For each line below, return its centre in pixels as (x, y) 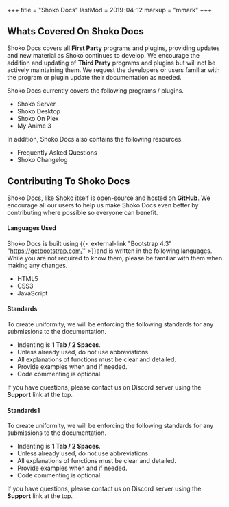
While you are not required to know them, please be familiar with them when (115, 258)
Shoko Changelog (42, 159)
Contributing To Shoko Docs (69, 181)
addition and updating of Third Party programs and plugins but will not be (111, 63)
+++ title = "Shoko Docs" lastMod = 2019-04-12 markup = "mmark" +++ (110, 10)
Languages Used (32, 228)
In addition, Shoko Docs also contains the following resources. (95, 139)
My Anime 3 (34, 126)
